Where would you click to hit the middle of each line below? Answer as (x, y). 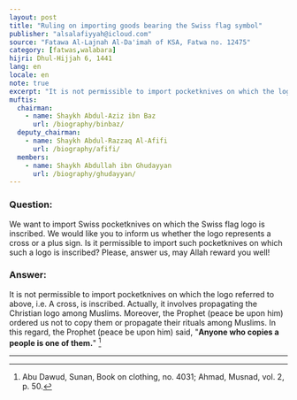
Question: (31, 204)
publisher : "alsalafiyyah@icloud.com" (80, 34)
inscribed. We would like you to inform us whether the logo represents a (140, 233)
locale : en (29, 75)
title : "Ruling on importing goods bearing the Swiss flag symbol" (136, 26)
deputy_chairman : (49, 133)
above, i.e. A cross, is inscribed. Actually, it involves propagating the (133, 304)
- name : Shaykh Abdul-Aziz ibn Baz (91, 116)
